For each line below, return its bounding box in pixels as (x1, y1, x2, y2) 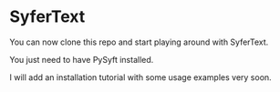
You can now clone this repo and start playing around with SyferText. (9, 36, 269, 47)
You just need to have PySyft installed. (9, 54, 154, 65)
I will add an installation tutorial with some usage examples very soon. (9, 71, 272, 83)
